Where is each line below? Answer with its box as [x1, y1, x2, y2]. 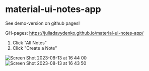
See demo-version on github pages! [5, 20, 80, 26]
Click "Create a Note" [12, 45, 57, 51]
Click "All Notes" [12, 39, 47, 46]
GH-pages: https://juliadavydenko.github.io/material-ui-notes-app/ [5, 30, 144, 36]
